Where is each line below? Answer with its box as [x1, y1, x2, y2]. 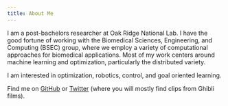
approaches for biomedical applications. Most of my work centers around [7, 51, 215, 59]
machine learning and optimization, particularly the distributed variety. [7, 57, 206, 66]
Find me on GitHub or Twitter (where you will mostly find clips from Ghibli [7, 84, 215, 92]
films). [7, 92, 25, 100]
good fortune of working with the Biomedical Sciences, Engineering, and [7, 36, 213, 44]
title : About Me [7, 10, 54, 17]
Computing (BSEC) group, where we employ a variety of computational [7, 43, 208, 51]
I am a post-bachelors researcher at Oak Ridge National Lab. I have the [7, 29, 208, 37]
